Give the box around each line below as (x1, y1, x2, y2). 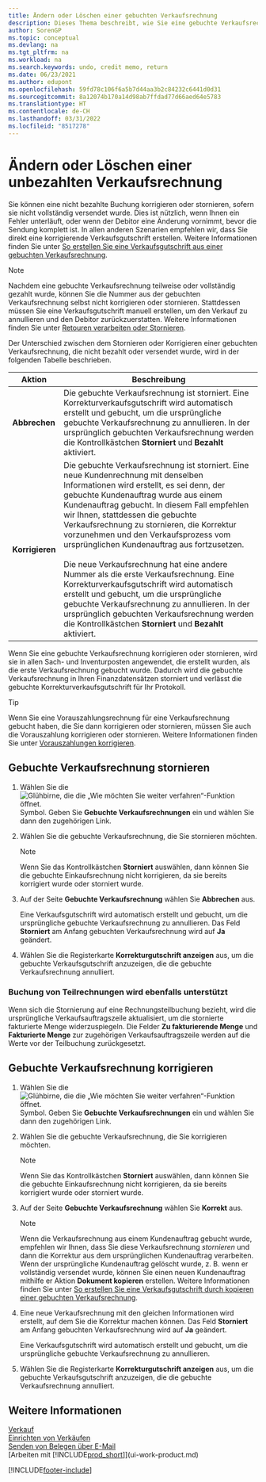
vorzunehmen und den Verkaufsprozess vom (63, 529, 231, 540)
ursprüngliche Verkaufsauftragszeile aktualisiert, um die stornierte (8, 1013, 224, 1023)
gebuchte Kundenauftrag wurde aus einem (63, 489, 223, 500)
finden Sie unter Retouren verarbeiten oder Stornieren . (8, 323, 186, 332)
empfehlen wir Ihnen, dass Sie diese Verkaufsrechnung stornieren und (19, 1242, 250, 1251)
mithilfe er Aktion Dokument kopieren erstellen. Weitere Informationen (19, 1276, 250, 1285)
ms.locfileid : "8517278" (8, 122, 90, 130)
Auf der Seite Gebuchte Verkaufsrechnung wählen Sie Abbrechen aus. (19, 894, 256, 904)
